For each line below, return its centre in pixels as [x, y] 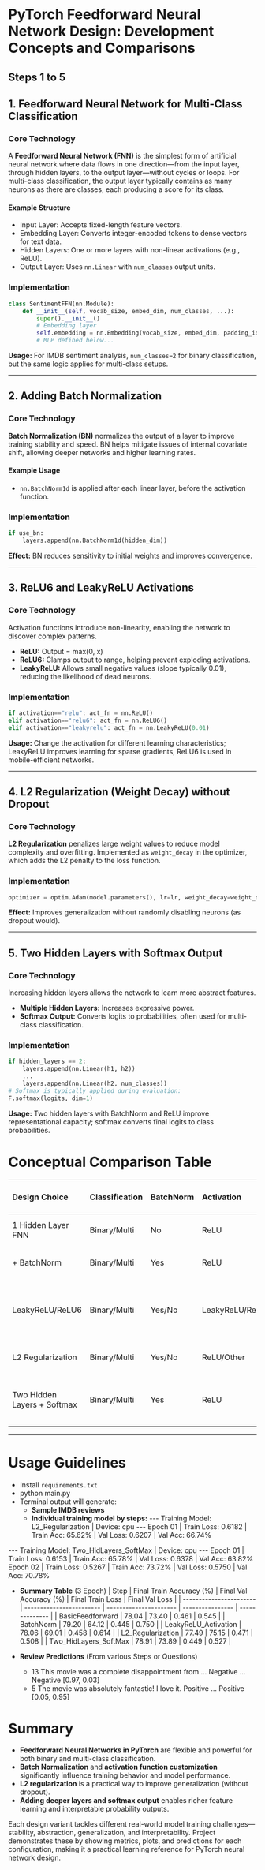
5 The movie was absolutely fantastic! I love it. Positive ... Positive [138, 1688]
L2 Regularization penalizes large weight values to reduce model [114, 844]
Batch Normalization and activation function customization [119, 1767]
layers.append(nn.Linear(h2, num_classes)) [95, 1084]
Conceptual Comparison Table [110, 1162]
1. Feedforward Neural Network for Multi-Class [125, 104]
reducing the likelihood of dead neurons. [86, 676]
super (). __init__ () [69, 318]
